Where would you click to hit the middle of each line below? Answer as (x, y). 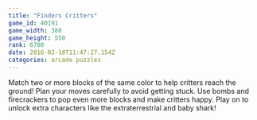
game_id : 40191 (33, 23)
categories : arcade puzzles (55, 60)
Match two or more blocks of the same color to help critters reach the (122, 82)
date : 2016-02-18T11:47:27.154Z (62, 52)
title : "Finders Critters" (53, 15)
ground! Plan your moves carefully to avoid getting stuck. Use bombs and (128, 91)
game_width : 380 (35, 30)
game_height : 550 (37, 38)
